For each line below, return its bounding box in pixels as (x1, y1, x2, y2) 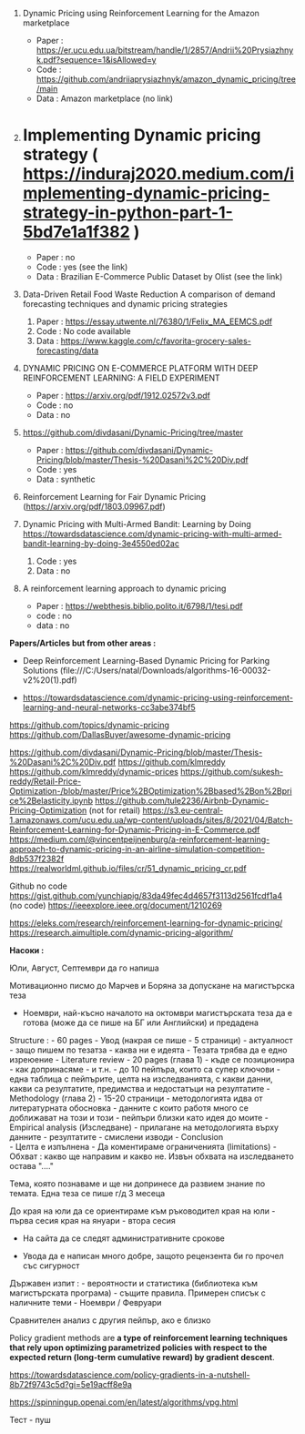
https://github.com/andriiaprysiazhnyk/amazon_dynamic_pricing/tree (36, 74, 296, 85)
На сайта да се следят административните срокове (22, 1233, 225, 1244)
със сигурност (22, 1260, 80, 1271)
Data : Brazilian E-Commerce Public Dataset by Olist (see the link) (36, 270, 283, 281)
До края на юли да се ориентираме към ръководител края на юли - (9, 1205, 276, 1216)
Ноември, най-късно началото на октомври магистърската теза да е (22, 1007, 293, 1018)
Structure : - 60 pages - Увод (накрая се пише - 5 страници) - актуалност (9, 1034, 293, 1045)
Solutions (22, 665, 58, 676)
